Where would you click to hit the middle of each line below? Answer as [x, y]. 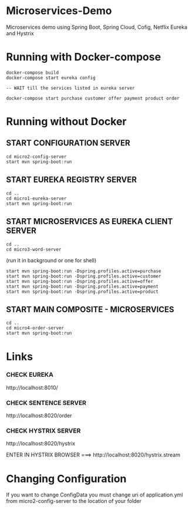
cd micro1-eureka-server [36, 198]
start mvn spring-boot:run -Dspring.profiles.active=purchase [84, 271]
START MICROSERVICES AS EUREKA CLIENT [89, 222]
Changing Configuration [66, 479]
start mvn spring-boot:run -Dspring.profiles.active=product [82, 292]
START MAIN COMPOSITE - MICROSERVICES [90, 309]
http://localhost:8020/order [39, 416]
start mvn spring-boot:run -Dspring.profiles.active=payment [82, 286]
